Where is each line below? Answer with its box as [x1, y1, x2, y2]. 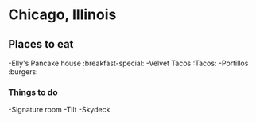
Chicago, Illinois [8, 6, 117, 24]
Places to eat [8, 37, 74, 51]
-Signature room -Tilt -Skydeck [8, 105, 111, 115]
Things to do [8, 86, 58, 97]
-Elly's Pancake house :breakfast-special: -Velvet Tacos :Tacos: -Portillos [8, 58, 249, 68]
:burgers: [8, 67, 38, 77]
